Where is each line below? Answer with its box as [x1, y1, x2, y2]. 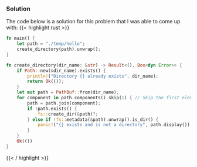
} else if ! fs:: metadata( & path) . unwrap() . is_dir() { [27, 116, 159, 123]
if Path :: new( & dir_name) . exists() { [16, 68, 107, 74]
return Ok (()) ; [27, 78, 64, 85]
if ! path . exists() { [27, 106, 77, 112]
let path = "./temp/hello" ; [16, 41, 85, 47]
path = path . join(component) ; [27, 100, 101, 106]
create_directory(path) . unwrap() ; [16, 46, 101, 53]
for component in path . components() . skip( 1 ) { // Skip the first [16, 95, 180, 101]
